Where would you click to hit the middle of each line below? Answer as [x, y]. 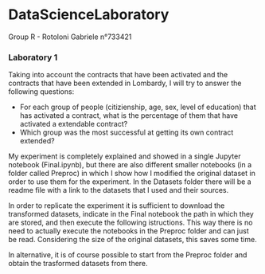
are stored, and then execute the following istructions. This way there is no [131, 223]
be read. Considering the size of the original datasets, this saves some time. [132, 240]
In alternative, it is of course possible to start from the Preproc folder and [128, 255]
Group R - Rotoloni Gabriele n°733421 [70, 37]
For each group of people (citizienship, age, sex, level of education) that [138, 107]
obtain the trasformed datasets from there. [78, 264]
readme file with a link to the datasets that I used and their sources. [119, 190]
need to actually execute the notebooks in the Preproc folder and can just [129, 231]
